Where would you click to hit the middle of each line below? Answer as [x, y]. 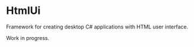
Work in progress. [28, 38]
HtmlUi [23, 11]
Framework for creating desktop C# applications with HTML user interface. [97, 27]
